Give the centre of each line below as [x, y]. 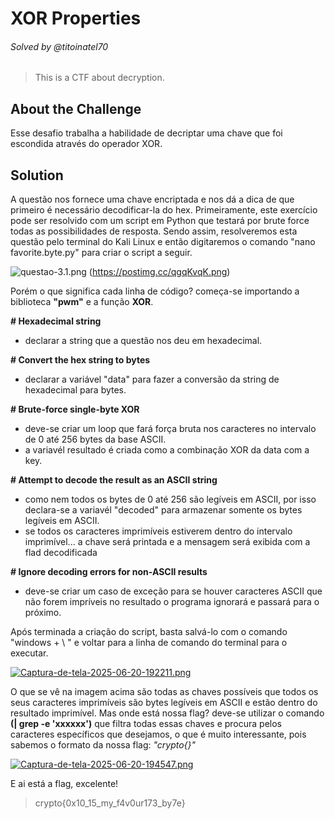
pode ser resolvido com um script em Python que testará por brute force [160, 221]
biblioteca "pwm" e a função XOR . [82, 302]
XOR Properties [76, 18]
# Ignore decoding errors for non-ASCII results [109, 572]
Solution [37, 175]
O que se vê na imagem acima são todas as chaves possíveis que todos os [164, 692]
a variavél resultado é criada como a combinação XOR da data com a [167, 450]
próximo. [43, 613]
